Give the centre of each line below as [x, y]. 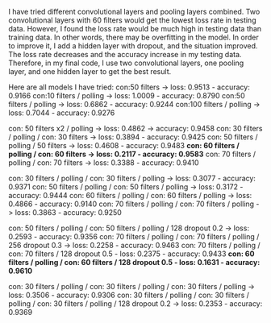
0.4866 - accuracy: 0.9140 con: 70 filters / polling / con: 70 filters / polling [131, 204]
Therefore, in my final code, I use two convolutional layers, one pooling [126, 63]
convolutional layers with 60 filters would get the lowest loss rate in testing [132, 20]
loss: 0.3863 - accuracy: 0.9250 [69, 212]
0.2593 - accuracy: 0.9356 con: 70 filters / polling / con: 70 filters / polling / [134, 236]
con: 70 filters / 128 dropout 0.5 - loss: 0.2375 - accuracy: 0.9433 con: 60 [131, 254]
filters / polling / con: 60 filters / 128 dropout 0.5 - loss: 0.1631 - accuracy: [134, 262]
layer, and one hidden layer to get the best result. [90, 71]
